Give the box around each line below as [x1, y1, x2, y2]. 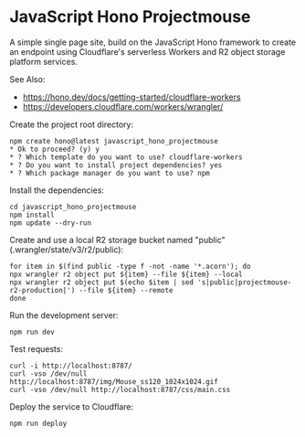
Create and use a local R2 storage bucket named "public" [9, 234, 226, 245]
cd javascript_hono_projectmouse [9, 202, 137, 211]
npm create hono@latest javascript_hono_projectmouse [9, 136, 219, 145]
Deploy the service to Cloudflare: [9, 400, 134, 412]
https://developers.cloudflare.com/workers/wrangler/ [22, 101, 224, 112]
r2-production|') [9, 285, 76, 294]
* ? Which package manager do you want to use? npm [9, 168, 210, 177]
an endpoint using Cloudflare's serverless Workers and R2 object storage [9, 46, 286, 57]
